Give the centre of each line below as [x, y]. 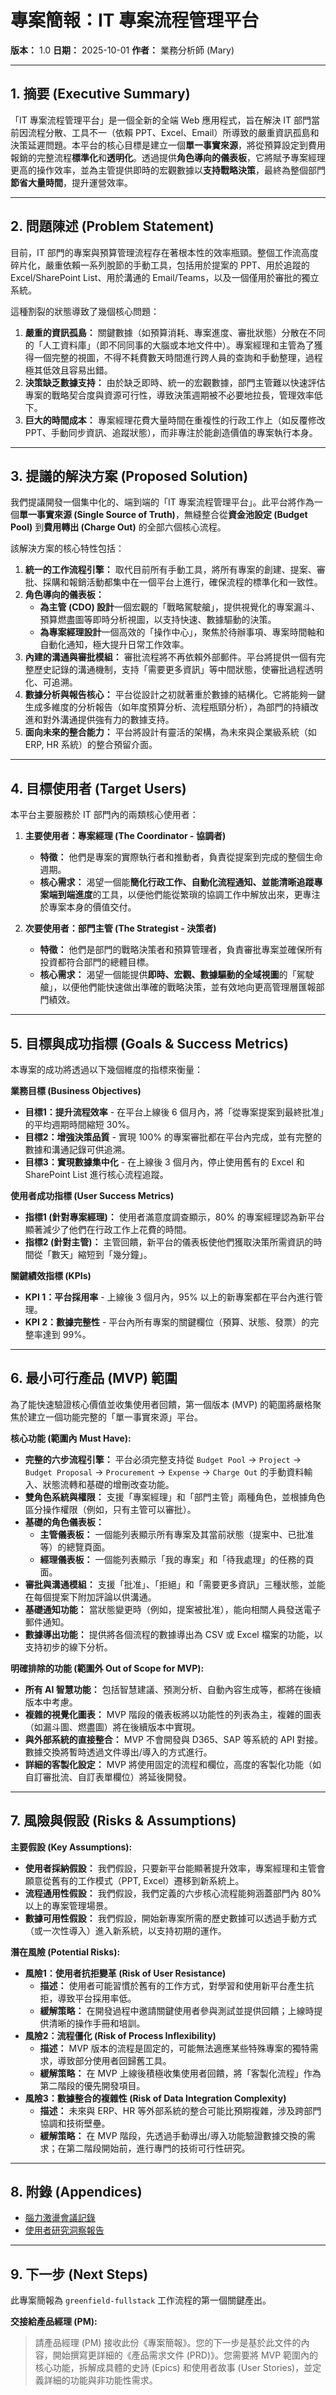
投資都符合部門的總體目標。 [97, 962]
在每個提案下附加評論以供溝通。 [90, 1597]
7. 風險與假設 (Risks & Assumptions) [123, 1821]
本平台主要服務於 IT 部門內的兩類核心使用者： [104, 815]
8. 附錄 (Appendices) [76, 2192]
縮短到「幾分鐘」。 [115, 1254]
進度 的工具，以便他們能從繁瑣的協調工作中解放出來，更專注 [197, 895]
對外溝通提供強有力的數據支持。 [108, 720]
